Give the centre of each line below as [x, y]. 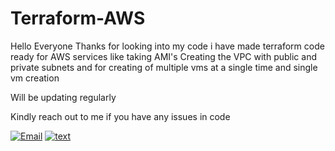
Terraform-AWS [78, 18]
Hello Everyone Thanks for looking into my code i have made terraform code [167, 46]
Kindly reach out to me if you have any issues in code [120, 116]
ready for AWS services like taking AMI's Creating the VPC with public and [164, 56]
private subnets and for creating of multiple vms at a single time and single [164, 67]
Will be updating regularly [63, 97]
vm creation [35, 78]
